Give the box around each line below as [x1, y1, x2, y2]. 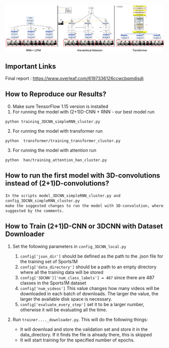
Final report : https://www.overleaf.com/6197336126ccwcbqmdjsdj [5, 76, 144, 82]
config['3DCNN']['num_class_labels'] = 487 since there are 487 [20, 274, 155, 280]
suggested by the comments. [5, 208, 65, 213]
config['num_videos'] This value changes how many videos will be [20, 285, 160, 291]
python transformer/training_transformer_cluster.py [5, 138, 121, 143]
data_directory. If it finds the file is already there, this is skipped [20, 331, 152, 337]
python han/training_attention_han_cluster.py [5, 157, 107, 162]
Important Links [5, 62, 57, 71]
